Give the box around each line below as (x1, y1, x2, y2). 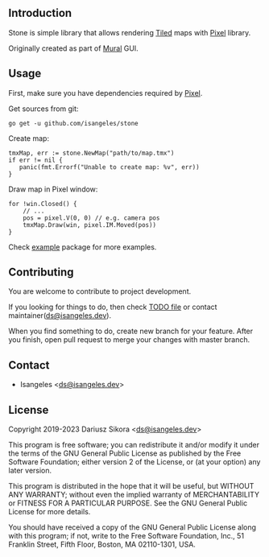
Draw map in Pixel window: (8, 184, 98, 194)
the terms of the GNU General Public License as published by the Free (8, 448, 242, 458)
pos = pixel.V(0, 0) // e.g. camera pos (23, 213, 160, 222)
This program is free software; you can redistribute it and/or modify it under (8, 440, 260, 450)
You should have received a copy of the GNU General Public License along (8, 522, 256, 532)
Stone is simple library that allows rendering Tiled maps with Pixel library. (8, 27, 251, 37)
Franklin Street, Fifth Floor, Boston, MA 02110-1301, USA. (8, 539, 196, 550)
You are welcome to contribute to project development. (8, 287, 192, 296)
